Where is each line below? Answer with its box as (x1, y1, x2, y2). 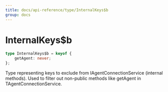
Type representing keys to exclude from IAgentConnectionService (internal (5, 70, 163, 76)
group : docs (5, 12, 31, 17)
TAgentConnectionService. (5, 81, 62, 87)
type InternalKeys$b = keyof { (5, 51, 72, 56)
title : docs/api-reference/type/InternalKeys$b (5, 7, 109, 13)
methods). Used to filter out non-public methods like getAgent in (5, 75, 141, 82)
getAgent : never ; (14, 56, 52, 61)
